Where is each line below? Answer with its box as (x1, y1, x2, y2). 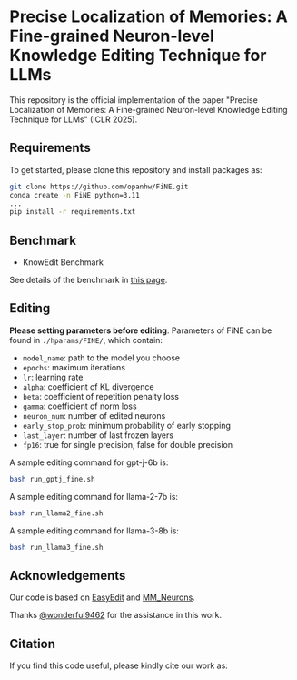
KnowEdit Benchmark (22, 257, 104, 268)
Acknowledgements (9, 567, 126, 584)
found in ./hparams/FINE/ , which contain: (9, 334, 163, 345)
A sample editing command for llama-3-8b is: (9, 525, 180, 536)
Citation (9, 635, 56, 652)
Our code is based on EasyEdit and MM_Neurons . (9, 592, 195, 603)
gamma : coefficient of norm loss (22, 401, 138, 411)
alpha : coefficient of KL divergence (22, 381, 154, 392)
